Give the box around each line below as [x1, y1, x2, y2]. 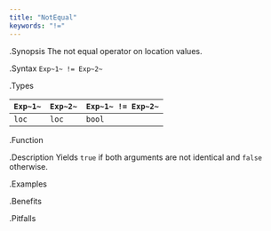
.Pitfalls [9, 212, 36, 223]
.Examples [9, 179, 47, 189]
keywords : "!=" [9, 21, 66, 30]
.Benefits [9, 195, 43, 206]
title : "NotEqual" [9, 12, 77, 22]
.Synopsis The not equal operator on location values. [9, 45, 203, 56]
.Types [9, 80, 34, 91]
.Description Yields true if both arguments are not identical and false [9, 152, 262, 163]
